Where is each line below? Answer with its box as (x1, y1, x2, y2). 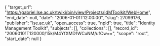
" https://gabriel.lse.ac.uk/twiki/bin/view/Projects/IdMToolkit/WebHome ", (4, 9, 152, 15)
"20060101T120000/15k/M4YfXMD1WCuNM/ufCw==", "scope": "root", (4, 31, 149, 36)
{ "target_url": (4, 4, 33, 10)
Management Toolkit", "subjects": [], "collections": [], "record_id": (4, 25, 138, 31)
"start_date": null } (4, 36, 42, 42)
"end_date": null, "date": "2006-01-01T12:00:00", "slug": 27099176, (4, 15, 142, 20)
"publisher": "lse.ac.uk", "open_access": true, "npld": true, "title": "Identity (4, 20, 156, 26)
